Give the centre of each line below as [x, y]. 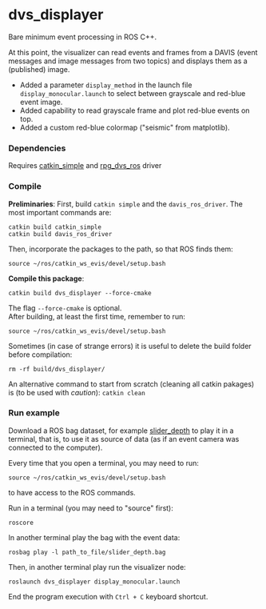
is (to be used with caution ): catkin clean [77, 392]
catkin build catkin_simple [55, 227]
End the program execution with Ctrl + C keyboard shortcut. [108, 596]
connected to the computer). [56, 447]
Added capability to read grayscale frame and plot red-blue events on [135, 110]
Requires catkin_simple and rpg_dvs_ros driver [85, 166]
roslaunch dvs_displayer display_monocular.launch [94, 582]
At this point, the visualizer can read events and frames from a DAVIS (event [133, 52]
